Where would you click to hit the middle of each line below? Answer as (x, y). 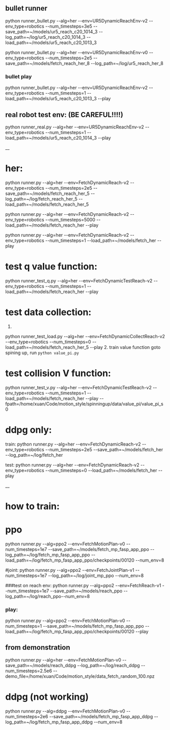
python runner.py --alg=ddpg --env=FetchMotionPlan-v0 (65, 711)
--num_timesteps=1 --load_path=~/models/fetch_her (101, 240)
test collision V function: (58, 373)
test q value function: (51, 267)
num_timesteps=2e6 (27, 716)
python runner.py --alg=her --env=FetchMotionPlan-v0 (63, 660)
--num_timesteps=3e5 (69, 26)
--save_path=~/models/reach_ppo (86, 591)
